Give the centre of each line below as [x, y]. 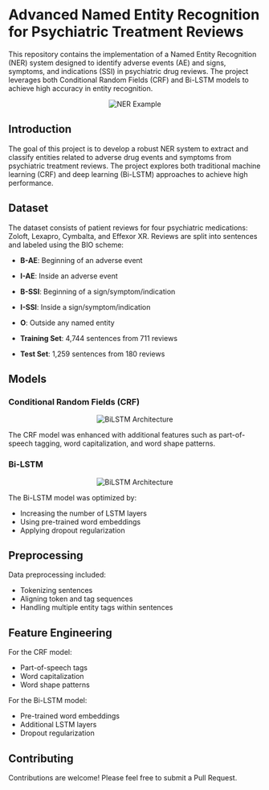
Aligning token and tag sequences [76, 599]
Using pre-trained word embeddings [80, 521]
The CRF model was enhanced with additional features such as [113, 435]
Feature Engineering [60, 633]
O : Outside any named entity [67, 323]
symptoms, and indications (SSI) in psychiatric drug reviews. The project [128, 71]
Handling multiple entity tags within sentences [96, 607]
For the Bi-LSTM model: [48, 701]
